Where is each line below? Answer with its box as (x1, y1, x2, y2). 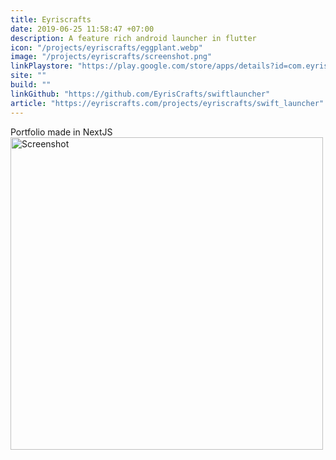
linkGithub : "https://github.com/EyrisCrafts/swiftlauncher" (10, 89, 271, 99)
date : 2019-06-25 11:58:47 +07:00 (10, 24, 155, 34)
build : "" (10, 80, 52, 90)
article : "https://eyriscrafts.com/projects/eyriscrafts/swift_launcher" (10, 98, 325, 108)
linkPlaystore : (10, 61, 74, 71)
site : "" (10, 71, 47, 81)
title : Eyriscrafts (10, 14, 92, 25)
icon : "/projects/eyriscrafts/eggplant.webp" (10, 42, 203, 53)
